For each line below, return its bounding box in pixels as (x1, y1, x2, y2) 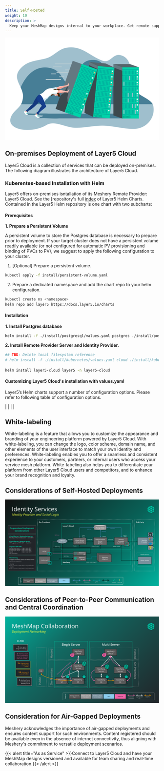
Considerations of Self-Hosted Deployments (5, 486, 143, 494)
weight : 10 (5, 13, 27, 18)
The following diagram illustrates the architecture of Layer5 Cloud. (5, 167, 138, 173)
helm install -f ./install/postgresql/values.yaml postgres (5, 334, 130, 338)
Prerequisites (5, 212, 33, 218)
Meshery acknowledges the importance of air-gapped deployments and (5, 725, 150, 731)
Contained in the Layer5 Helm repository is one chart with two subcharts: (5, 201, 152, 207)
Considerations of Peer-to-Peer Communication (5, 595, 155, 604)
